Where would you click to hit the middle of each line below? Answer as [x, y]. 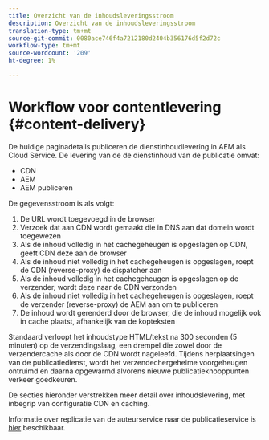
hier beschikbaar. [37, 427]
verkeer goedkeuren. [43, 379]
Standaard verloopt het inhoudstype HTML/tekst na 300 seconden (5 [123, 336]
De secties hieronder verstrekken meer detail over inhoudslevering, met [127, 395]
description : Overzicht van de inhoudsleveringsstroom [102, 23]
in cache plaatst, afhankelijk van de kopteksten [98, 321]
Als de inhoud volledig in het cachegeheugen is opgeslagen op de [129, 279]
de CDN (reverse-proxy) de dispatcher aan [91, 270]
